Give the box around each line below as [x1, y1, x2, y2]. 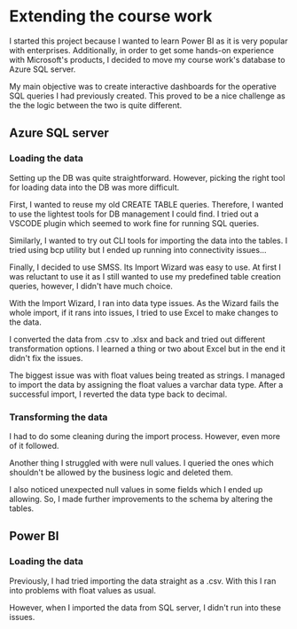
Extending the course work [9, 6, 213, 27]
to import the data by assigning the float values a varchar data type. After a [9, 379, 284, 389]
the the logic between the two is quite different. [9, 99, 183, 110]
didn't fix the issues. [9, 352, 83, 363]
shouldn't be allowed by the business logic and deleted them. [9, 467, 233, 477]
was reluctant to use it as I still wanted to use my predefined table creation [9, 271, 281, 281]
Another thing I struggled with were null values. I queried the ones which [9, 457, 275, 468]
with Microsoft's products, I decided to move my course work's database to [9, 54, 285, 65]
